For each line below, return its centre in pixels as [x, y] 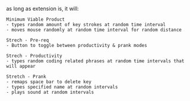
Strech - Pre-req [28, 40]
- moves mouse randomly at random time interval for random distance [94, 30]
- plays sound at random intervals [50, 92]
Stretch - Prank [26, 77]
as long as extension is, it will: [42, 9]
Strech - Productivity [34, 56]
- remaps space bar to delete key [49, 82]
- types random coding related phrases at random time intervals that [95, 61]
